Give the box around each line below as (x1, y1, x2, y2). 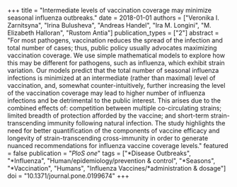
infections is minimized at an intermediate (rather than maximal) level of (7, 74, 216, 82)
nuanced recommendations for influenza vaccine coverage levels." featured (7, 142, 229, 149)
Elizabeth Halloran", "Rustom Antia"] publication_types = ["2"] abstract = (7, 28, 219, 37)
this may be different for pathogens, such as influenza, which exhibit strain (7, 59, 225, 67)
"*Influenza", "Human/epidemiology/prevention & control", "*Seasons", (7, 157, 216, 165)
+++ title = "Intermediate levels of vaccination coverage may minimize (7, 6, 212, 14)
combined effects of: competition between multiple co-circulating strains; (7, 104, 221, 112)
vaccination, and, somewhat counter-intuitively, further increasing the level (7, 81, 226, 89)
